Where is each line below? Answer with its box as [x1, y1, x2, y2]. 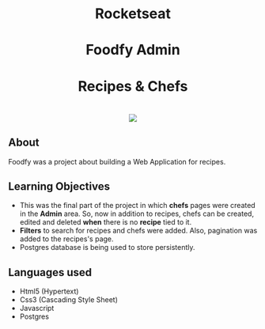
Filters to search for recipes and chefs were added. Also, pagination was [19, 226, 258, 236]
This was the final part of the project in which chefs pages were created [19, 201, 256, 210]
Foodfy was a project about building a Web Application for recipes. [8, 157, 226, 166]
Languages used [8, 266, 93, 279]
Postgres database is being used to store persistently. [19, 243, 195, 252]
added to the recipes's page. [19, 234, 114, 244]
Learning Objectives [8, 180, 111, 193]
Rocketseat [94, 5, 172, 23]
